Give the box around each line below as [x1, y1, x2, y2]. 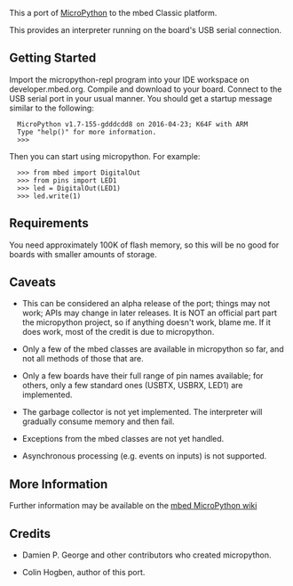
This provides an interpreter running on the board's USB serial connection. [9, 25, 282, 35]
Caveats [9, 275, 56, 290]
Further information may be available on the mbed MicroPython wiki [9, 501, 257, 511]
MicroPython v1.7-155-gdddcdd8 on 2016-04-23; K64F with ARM [17, 119, 249, 128]
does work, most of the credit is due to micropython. [21, 327, 215, 338]
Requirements [9, 216, 89, 231]
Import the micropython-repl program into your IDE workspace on [9, 74, 250, 85]
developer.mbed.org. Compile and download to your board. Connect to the [9, 84, 282, 94]
